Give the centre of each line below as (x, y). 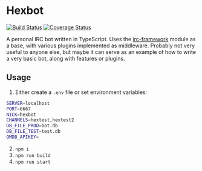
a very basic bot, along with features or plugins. (66, 58)
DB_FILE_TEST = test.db (34, 132)
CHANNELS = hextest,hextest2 (40, 120)
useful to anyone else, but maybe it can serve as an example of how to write (101, 52)
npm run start (33, 162)
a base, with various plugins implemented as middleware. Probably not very (101, 45)
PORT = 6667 (19, 109)
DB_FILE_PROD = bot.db (32, 126)
